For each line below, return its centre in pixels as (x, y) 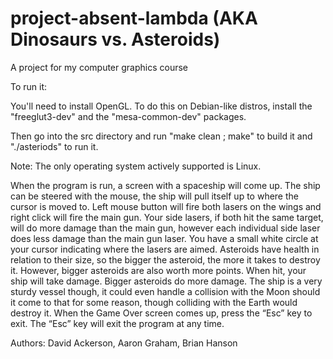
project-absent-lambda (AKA (134, 18)
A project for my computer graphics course (99, 67)
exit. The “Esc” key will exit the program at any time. (117, 323)
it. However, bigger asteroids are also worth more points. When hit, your (158, 270)
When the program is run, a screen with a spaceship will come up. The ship (165, 185)
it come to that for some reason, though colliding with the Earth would (154, 302)
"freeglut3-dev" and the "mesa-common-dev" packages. (128, 116)
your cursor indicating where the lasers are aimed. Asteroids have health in (165, 249)
